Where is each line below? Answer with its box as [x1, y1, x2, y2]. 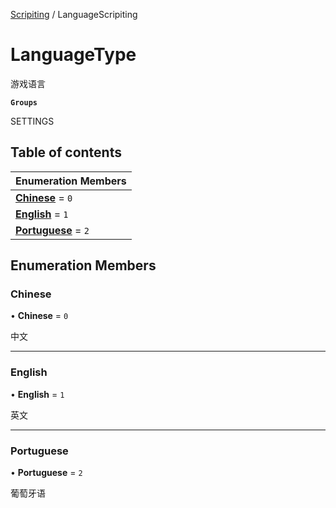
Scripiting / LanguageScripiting [10, 9, 138, 20]
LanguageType [10, 44, 137, 66]
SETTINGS [10, 115, 55, 127]
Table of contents [10, 144, 122, 161]
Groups [10, 97, 38, 108]
